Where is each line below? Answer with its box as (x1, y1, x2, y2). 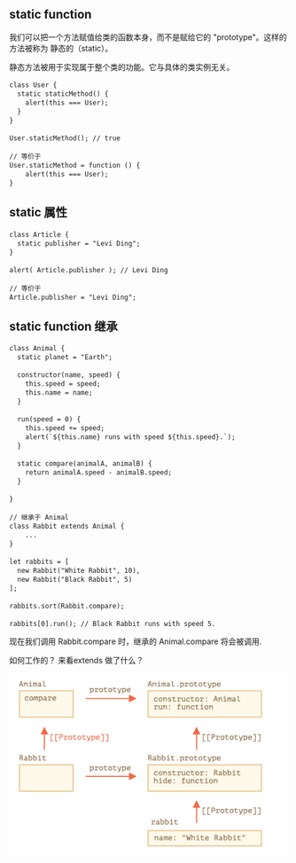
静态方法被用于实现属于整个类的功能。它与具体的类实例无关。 (9, 61, 235, 72)
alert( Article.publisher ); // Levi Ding (9, 265, 168, 274)
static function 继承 (9, 319, 118, 334)
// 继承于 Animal (9, 514, 69, 522)
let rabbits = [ (9, 558, 69, 567)
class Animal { (9, 344, 66, 353)
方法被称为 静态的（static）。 (9, 43, 113, 53)
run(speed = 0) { (17, 415, 82, 424)
